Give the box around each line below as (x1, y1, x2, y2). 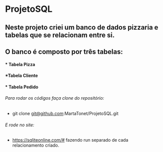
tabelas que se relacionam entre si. (5, 31, 115, 39)
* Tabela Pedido (5, 84, 38, 90)
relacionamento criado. (12, 142, 60, 149)
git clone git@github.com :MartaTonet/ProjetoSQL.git (12, 110, 119, 116)
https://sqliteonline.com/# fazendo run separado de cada (12, 137, 129, 143)
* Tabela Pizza (5, 61, 35, 67)
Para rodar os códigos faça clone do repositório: (5, 95, 104, 101)
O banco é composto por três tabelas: (5, 47, 123, 56)
